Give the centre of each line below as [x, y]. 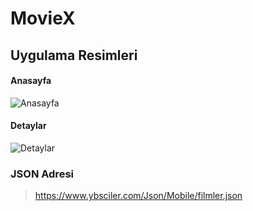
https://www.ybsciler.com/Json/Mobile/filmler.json [138, 196]
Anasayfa [31, 81]
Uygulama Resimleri [74, 55]
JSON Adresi [42, 174]
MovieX [43, 18]
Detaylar [28, 126]
